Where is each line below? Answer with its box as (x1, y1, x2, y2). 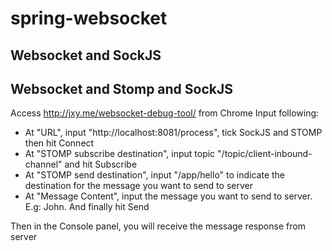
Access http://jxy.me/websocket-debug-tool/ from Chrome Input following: (10, 107, 320, 119)
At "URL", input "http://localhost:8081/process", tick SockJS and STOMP (24, 127, 323, 139)
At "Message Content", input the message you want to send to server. (24, 190, 313, 202)
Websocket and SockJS (10, 47, 162, 64)
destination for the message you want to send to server (24, 180, 253, 192)
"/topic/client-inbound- (217, 148, 313, 160)
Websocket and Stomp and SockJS (10, 80, 234, 97)
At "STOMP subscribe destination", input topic (24, 148, 216, 160)
